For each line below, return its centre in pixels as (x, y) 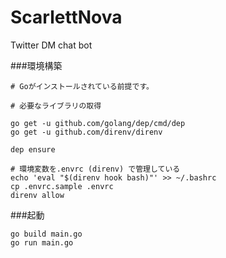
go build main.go (46, 234)
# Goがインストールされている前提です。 (82, 86)
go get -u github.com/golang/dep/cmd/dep (98, 123)
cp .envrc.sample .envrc (62, 186)
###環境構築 (36, 65)
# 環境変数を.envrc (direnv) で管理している (95, 169)
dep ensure (33, 149)
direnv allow (37, 195)
